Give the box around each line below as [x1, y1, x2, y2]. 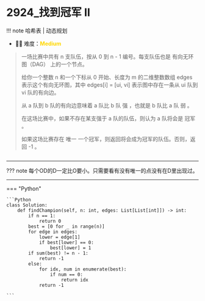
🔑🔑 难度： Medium [15, 40, 62, 47]
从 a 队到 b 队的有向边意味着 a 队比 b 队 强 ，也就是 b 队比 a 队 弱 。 [21, 101, 193, 109]
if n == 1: [28, 212, 56, 219]
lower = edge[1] [38, 234, 81, 240]
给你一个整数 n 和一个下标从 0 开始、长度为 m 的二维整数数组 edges [21, 73, 193, 81]
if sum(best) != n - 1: [28, 250, 88, 256]
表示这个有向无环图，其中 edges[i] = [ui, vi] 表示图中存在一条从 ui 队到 [21, 81, 198, 89]
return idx [60, 277, 88, 283]
